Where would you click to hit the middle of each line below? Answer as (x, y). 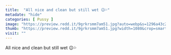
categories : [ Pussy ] (29, 19)
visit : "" (16, 33)
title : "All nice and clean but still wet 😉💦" (58, 10)
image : (12, 24)
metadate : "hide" (24, 15)
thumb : (12, 29)
